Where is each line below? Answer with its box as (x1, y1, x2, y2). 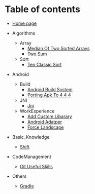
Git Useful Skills (19, 163, 53, 169)
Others (12, 173, 27, 179)
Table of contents (5, 4, 81, 15)
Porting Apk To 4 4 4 (27, 92, 72, 98)
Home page (12, 20, 37, 26)
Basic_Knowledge (12, 134, 50, 140)
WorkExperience (19, 108, 55, 114)
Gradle (19, 183, 34, 189)
